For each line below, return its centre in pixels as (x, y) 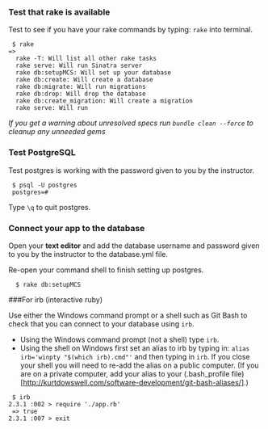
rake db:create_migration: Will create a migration (105, 101)
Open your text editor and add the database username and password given (134, 246)
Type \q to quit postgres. (50, 207)
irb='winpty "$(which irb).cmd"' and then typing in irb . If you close (135, 356)
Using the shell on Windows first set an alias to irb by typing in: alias (135, 348)
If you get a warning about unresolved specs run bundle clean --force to (131, 123)
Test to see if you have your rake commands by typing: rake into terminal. (130, 30)
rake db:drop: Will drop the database (81, 94)
